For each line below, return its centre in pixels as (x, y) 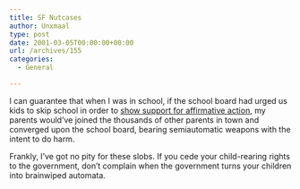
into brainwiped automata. (57, 175)
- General (35, 68)
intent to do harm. (42, 139)
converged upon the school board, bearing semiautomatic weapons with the (150, 129)
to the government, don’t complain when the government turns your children (150, 166)
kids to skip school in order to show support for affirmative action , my (137, 110)
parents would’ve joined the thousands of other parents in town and (134, 120)
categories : (31, 59)
